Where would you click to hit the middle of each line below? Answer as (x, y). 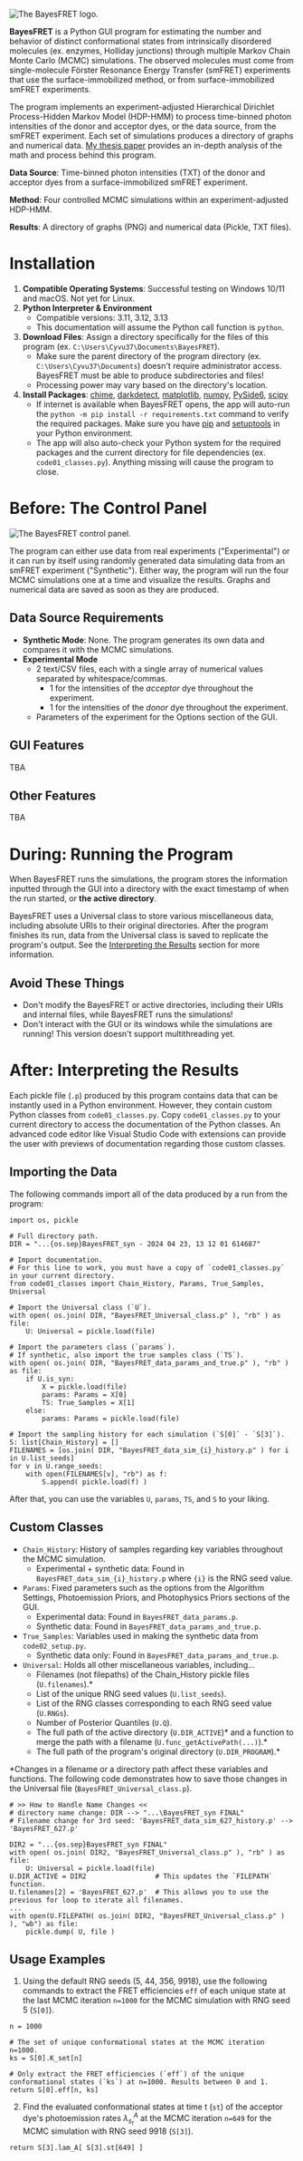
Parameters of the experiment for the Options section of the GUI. (156, 717)
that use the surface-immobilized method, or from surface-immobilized (142, 80)
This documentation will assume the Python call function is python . (160, 327)
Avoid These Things (67, 983)
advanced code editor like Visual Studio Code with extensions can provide (148, 1134)
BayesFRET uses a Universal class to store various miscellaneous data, (142, 916)
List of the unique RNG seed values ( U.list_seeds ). (131, 1693)
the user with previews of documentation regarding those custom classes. (148, 1143)
